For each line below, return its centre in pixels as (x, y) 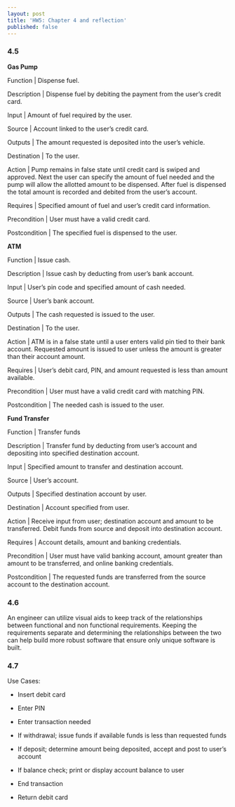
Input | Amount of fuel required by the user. (70, 115)
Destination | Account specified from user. (68, 507)
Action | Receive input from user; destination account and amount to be (110, 521)
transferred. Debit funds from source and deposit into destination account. (115, 528)
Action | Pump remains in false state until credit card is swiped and (103, 169)
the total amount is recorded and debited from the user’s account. (102, 192)
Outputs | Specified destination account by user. (77, 494)
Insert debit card (41, 695)
